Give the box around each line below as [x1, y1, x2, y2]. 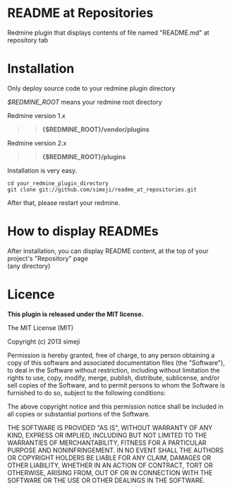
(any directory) [7, 262, 51, 270]
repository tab [7, 35, 49, 44]
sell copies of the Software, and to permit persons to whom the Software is [7, 380, 226, 390]
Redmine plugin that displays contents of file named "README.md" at [7, 28, 209, 37]
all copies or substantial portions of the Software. [7, 409, 150, 418]
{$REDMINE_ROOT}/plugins [42, 152, 126, 161]
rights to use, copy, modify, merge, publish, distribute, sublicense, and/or [7, 373, 220, 382]
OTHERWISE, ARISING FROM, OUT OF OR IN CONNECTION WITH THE [7, 468, 213, 477]
